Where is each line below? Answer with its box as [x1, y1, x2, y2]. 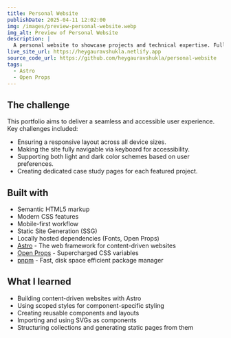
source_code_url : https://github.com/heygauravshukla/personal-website [7, 55, 217, 62]
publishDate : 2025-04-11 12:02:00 [7, 16, 107, 23]
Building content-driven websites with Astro [16, 294, 142, 302]
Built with [7, 186, 49, 199]
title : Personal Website [7, 10, 78, 17]
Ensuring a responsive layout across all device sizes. [16, 138, 166, 146]
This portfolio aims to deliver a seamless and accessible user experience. [7, 117, 215, 125]
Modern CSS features [16, 213, 79, 220]
